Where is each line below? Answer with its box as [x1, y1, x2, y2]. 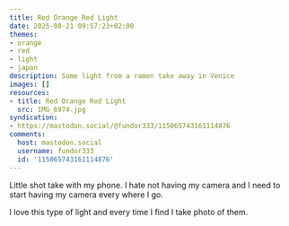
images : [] [9, 80, 50, 89]
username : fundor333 [17, 146, 94, 155]
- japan [9, 64, 39, 73]
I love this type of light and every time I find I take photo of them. [9, 206, 249, 217]
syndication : [9, 113, 58, 122]
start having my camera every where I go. [9, 189, 163, 200]
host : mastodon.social [17, 138, 102, 147]
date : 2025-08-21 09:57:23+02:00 [9, 22, 135, 30]
